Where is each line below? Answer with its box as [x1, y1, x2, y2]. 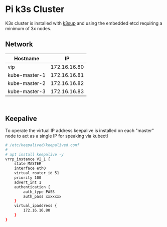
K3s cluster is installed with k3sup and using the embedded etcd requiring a [5, 20, 162, 26]
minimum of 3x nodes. [5, 25, 52, 31]
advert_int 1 [14, 180, 42, 185]
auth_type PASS [23, 189, 55, 194]
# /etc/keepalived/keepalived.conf [5, 142, 80, 148]
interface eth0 [14, 166, 46, 171]
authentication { [14, 184, 51, 189]
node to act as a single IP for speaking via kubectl [5, 133, 108, 139]
